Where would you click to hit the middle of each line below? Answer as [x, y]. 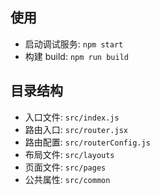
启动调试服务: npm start [74, 44]
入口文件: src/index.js [72, 117]
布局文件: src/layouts [69, 154]
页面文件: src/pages [65, 167]
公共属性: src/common [67, 179]
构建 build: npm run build [76, 56]
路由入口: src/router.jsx [76, 129]
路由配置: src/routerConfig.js [87, 142]
